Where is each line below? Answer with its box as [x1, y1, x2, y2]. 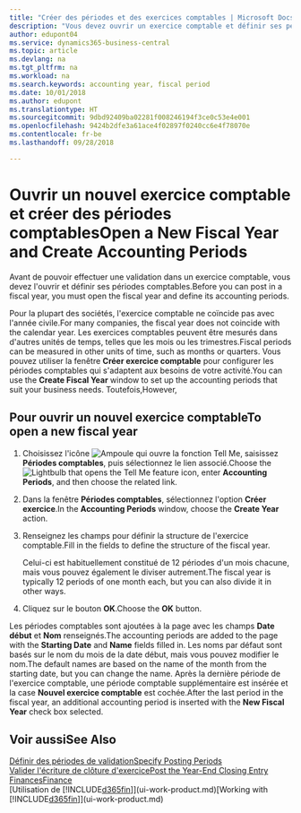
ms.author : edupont [9, 96, 82, 106]
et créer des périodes [9, 203, 172, 224]
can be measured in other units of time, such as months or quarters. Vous [9, 346, 281, 357]
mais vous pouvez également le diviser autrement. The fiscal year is [21, 567, 271, 577]
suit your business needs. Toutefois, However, [9, 384, 177, 394]
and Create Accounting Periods [9, 241, 248, 262]
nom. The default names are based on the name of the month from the [9, 658, 267, 669]
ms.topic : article [9, 47, 78, 56]
